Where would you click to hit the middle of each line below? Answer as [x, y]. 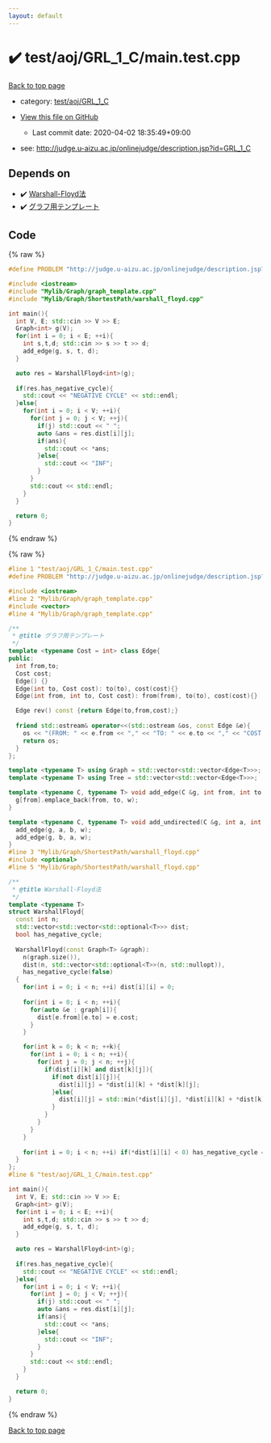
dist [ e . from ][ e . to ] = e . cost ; [88, 1017]
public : [21, 659]
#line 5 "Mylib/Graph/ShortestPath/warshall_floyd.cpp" [104, 867]
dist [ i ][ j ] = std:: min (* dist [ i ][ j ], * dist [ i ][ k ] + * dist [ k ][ [164, 1100]
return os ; [41, 741]
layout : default [35, 16]
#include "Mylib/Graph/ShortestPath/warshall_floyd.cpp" [106, 299]
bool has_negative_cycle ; [59, 935]
